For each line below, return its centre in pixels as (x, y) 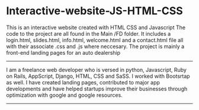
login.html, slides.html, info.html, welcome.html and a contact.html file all (95, 40)
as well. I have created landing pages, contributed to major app (83, 82)
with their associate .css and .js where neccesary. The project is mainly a (95, 46)
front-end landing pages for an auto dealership (63, 52)
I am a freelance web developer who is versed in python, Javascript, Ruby (96, 70)
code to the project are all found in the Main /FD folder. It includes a (89, 33)
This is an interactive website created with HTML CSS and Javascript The (96, 27)
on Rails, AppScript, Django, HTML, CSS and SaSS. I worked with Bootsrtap (98, 76)
